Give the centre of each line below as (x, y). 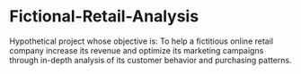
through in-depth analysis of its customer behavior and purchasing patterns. (150, 60)
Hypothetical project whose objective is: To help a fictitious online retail (142, 41)
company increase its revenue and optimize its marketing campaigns (137, 50)
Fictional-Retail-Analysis (104, 16)
